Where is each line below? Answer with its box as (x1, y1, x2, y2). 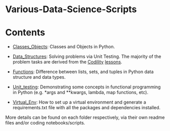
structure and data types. (12, 74, 66, 80)
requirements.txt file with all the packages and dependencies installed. (12, 105, 161, 111)
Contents (5, 27, 46, 39)
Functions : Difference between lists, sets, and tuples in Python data (12, 69, 154, 75)
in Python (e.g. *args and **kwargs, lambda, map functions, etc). (12, 89, 149, 95)
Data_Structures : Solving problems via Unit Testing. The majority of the (12, 53, 161, 59)
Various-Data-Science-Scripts (5, 4, 137, 15)
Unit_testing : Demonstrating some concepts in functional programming (12, 84, 161, 90)
